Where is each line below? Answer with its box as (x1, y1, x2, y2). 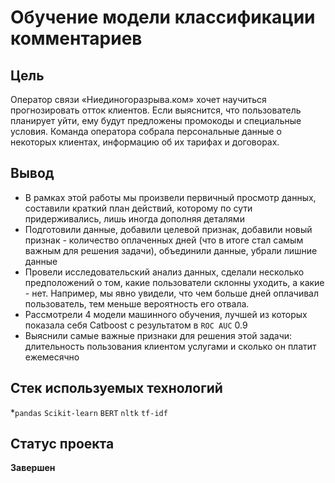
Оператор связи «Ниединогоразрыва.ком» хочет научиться (10, 94, 267, 105)
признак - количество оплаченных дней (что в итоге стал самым (24, 234, 304, 246)
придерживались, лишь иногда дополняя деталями (24, 212, 245, 225)
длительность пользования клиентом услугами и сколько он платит (24, 340, 317, 352)
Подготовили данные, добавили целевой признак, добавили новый (24, 223, 313, 235)
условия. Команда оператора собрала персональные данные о (10, 126, 282, 137)
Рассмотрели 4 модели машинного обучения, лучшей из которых (24, 308, 308, 320)
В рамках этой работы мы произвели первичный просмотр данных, (24, 191, 317, 203)
